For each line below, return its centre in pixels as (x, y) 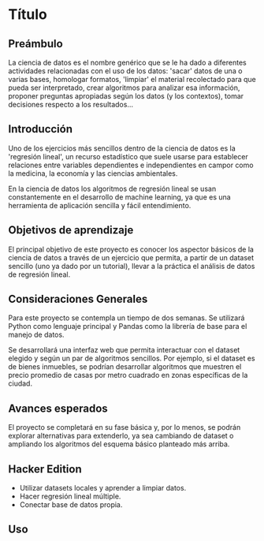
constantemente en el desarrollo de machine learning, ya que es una (119, 197)
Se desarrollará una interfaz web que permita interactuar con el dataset (124, 350)
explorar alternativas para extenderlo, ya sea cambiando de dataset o (121, 436)
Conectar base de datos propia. (71, 505)
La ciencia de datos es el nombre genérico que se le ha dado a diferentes (127, 62)
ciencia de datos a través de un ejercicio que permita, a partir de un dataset (131, 257)
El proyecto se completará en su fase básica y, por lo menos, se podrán (125, 427)
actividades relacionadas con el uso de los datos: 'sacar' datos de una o (125, 71)
